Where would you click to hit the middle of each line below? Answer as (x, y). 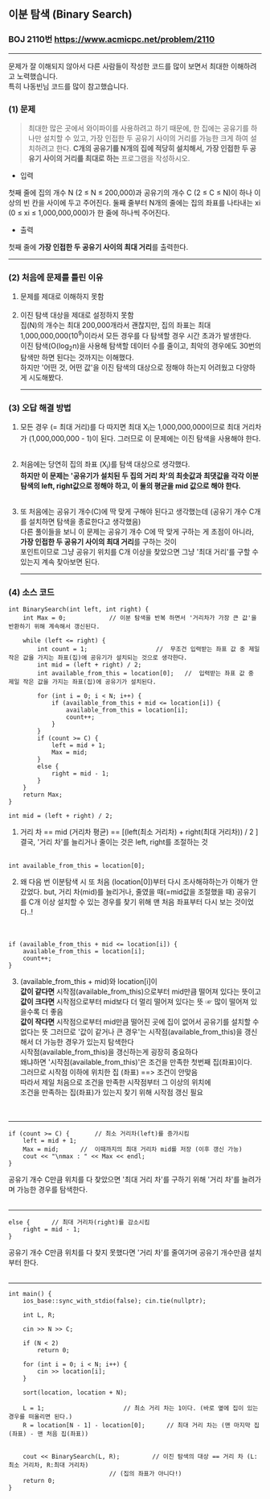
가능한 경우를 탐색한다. (52, 1189)
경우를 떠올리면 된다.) (41, 1417)
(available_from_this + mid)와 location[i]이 (89, 981)
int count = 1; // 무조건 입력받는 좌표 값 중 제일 (149, 649)
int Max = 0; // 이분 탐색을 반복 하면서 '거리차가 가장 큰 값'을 (140, 618)
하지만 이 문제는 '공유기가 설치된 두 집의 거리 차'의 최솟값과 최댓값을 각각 (132, 475)
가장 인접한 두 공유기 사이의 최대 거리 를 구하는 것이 (98, 542)
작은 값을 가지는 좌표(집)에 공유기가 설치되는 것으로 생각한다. (98, 658)
